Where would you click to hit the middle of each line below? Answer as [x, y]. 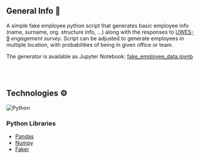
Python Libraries [31, 123]
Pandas [24, 136]
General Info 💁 [33, 11]
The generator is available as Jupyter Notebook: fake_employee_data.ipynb [100, 56]
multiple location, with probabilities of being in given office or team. [90, 44]
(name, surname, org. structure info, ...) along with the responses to [90, 32]
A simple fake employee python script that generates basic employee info [98, 25]
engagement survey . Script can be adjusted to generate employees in [98, 38]
